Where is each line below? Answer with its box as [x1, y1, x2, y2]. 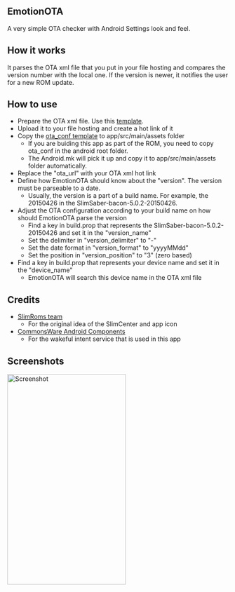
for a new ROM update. [7, 78, 74, 86]
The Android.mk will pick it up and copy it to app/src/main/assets [27, 154, 216, 163]
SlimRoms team [17, 312, 63, 321]
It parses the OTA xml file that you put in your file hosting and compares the [7, 63, 226, 72]
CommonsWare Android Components [17, 328, 126, 336]
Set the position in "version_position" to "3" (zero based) [27, 251, 193, 260]
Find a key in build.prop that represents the [27, 221, 153, 230]
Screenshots [7, 355, 65, 367]
